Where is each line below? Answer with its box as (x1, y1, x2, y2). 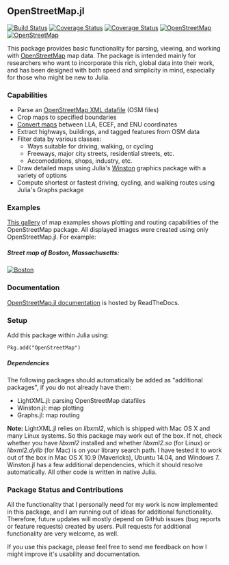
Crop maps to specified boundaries (16, 113, 117, 122)
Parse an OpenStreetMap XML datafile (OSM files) (16, 106, 159, 114)
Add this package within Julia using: (7, 331, 109, 339)
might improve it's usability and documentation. (7, 550, 142, 558)
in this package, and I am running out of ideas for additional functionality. (7, 508, 213, 516)
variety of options (16, 171, 67, 180)
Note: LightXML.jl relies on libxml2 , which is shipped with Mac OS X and (7, 424, 211, 432)
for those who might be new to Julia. (7, 73, 111, 81)
